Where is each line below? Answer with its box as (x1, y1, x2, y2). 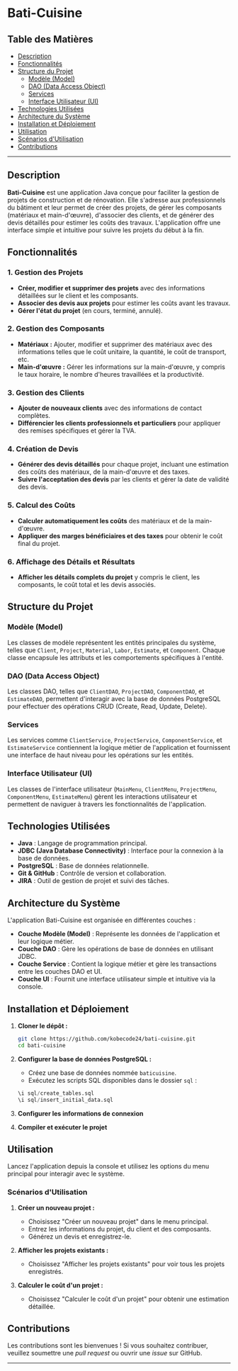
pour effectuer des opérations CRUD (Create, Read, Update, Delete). (7, 702, 208, 710)
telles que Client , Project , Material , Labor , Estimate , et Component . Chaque (7, 646, 225, 654)
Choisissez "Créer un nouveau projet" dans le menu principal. (28, 1217, 209, 1226)
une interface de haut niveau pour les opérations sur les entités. (7, 751, 194, 759)
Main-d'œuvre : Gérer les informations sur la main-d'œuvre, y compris (17, 363, 225, 371)
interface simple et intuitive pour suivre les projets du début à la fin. (7, 225, 204, 234)
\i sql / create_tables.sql (17, 1089, 94, 1097)
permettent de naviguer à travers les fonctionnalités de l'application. (7, 800, 207, 808)
